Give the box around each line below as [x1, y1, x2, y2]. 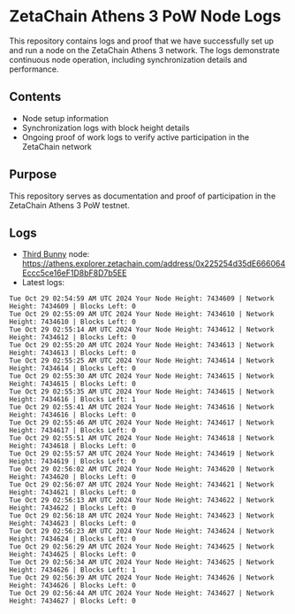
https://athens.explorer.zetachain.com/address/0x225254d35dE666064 [21, 259, 285, 269]
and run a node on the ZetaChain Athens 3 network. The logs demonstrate [9, 44, 280, 55]
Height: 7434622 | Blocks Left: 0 [9, 503, 137, 513]
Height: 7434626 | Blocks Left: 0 [9, 581, 137, 590]
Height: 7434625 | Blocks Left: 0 [9, 550, 137, 559]
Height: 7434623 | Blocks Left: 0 [9, 519, 137, 528]
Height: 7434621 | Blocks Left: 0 [9, 488, 137, 497]
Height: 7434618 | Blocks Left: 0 [9, 441, 137, 451]
